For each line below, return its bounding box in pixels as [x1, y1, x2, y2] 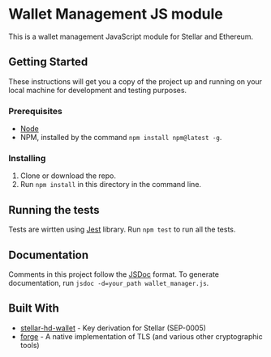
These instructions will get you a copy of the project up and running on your [8, 76, 262, 86]
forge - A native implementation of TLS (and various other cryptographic [19, 331, 263, 341]
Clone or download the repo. [19, 171, 116, 181]
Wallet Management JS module [8, 5, 223, 23]
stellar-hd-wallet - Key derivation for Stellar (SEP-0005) [19, 323, 207, 333]
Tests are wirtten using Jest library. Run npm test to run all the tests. [8, 224, 236, 235]
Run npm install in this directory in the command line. [19, 180, 201, 189]
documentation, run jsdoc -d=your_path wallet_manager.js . [8, 278, 209, 287]
